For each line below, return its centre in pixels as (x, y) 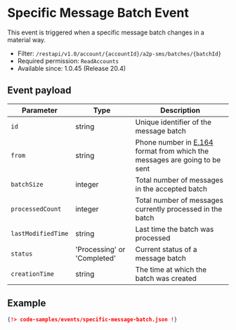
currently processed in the (179, 209)
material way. (27, 39)
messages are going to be (178, 159)
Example (27, 303)
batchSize (27, 184)
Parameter (40, 110)
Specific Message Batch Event (98, 13)
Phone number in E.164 (174, 142)
